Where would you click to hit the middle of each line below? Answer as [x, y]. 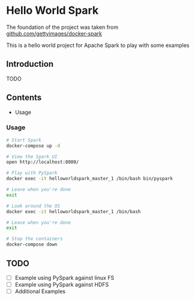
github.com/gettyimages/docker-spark [54, 33]
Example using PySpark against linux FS [64, 278]
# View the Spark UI [32, 157]
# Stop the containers [34, 239]
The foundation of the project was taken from [62, 27]
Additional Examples [40, 291]
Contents [24, 98]
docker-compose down [32, 244]
